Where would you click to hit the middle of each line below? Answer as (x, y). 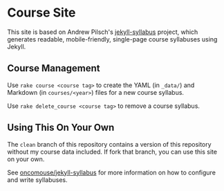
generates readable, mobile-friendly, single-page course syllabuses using (112, 39)
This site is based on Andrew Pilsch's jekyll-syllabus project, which (103, 32)
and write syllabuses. (37, 180)
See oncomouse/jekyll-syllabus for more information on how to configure (112, 172)
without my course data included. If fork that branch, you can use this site (112, 152)
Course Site (41, 13)
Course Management (54, 68)
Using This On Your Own (61, 128)
